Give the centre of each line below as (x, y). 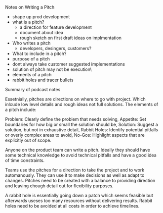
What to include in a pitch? (39, 53)
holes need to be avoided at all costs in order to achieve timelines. (72, 206)
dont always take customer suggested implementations (68, 64)
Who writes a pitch (31, 43)
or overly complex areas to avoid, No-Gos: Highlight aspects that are (75, 135)
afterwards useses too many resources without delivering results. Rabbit (79, 201)
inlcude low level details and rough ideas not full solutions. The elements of (82, 104)
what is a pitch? (28, 22)
